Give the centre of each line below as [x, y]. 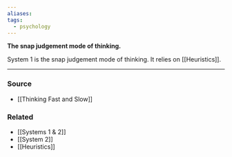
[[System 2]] [35, 139]
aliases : [20, 13]
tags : [15, 20]
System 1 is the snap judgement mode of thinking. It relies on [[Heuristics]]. [114, 59]
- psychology [32, 26]
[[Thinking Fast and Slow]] [55, 99]
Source [20, 84]
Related [20, 117]
